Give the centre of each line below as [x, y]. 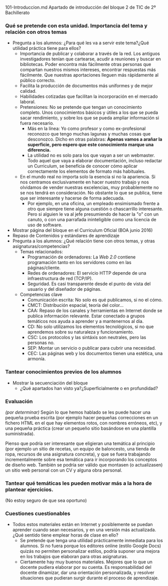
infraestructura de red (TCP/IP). [60, 279]
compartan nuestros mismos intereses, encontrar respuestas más [88, 70]
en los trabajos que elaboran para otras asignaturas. [74, 557]
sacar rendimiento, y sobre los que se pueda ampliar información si [90, 118]
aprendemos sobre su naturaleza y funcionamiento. [81, 332]
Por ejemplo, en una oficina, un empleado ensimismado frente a [93, 204]
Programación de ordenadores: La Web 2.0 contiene [81, 257]
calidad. [28, 91]
